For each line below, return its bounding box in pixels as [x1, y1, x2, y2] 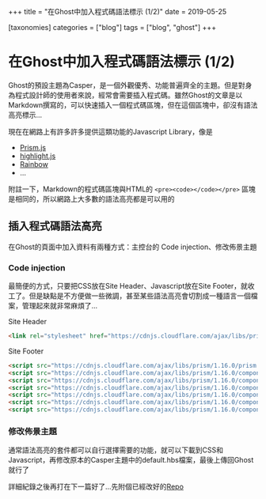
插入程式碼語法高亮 [8, 220, 102, 233]
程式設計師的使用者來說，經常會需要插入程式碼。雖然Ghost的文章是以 [14, 90, 243, 100]
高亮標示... [8, 110, 43, 119]
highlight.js [19, 151, 56, 161]
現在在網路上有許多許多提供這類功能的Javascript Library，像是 [8, 127, 213, 136]
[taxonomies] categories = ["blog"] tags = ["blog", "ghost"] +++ [8, 23, 216, 32]
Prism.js [19, 142, 47, 152]
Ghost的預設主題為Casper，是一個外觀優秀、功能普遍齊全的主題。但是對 [8, 80, 245, 89]
